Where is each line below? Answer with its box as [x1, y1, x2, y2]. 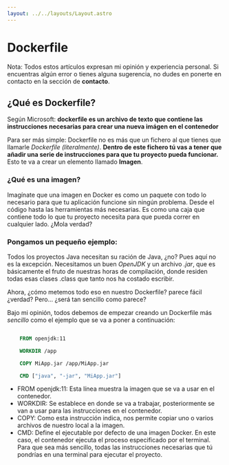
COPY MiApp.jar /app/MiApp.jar [19, 360, 109, 367]
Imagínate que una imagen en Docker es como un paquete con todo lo [7, 191, 207, 199]
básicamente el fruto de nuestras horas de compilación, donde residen [7, 267, 208, 275]
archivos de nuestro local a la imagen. [17, 421, 125, 430]
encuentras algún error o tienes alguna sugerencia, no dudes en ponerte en [7, 69, 222, 78]
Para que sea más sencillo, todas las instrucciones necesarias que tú [17, 443, 213, 451]
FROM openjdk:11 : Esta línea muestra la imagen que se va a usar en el [17, 385, 215, 393]
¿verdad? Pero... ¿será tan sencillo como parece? [7, 295, 146, 303]
